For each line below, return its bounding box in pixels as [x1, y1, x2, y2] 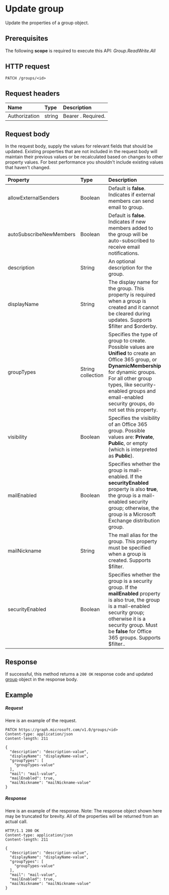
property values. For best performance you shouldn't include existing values [5, 159, 163, 165]
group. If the [108, 584, 137, 591]
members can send [108, 197, 154, 204]
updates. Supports [108, 317, 152, 324]
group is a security [108, 577, 152, 584]
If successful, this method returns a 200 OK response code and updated [5, 671, 153, 677]
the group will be [108, 231, 148, 238]
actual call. [5, 818, 28, 825]
